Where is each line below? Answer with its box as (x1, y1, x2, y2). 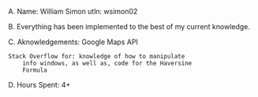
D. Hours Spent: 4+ (8, 80, 71, 89)
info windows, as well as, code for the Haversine (22, 59, 193, 67)
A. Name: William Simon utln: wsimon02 (8, 7, 138, 16)
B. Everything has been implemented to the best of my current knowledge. (8, 22, 251, 31)
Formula (22, 66, 47, 74)
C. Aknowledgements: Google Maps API (8, 37, 138, 47)
